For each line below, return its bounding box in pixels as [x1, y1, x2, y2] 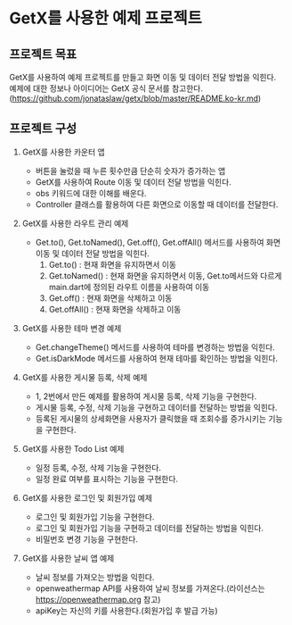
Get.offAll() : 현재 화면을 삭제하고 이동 [48, 304, 182, 314]
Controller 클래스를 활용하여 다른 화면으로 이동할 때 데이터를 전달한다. [35, 198, 279, 210]
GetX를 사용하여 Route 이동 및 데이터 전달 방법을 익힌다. [35, 176, 231, 187]
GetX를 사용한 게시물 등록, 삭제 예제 [21, 371, 148, 382]
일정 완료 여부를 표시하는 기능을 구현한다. [35, 473, 179, 484]
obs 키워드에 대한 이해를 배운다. [35, 187, 147, 198]
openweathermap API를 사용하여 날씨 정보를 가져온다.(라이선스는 [35, 582, 265, 594]
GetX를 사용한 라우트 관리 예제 [21, 218, 129, 229]
